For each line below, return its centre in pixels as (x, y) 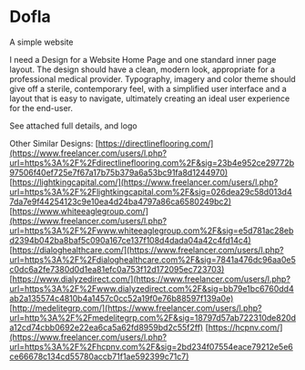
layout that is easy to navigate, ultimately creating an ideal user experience (150, 98)
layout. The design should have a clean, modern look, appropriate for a (142, 69)
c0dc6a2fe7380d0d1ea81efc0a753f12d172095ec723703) (117, 269)
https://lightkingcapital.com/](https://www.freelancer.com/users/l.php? (145, 182)
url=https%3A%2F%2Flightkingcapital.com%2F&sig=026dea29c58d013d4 (151, 191)
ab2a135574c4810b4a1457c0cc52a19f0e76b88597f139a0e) (122, 298)
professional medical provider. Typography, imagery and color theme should (152, 78)
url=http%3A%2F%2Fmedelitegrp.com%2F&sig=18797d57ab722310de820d (153, 317)
